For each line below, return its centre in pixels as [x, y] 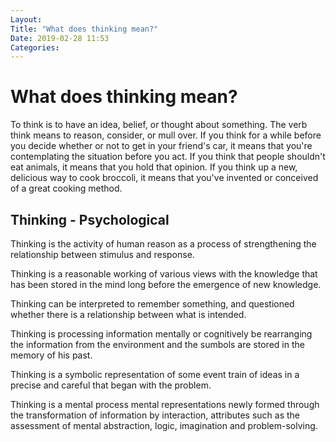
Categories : [35, 47]
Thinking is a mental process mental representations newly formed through [165, 404]
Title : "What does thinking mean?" [84, 29]
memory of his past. [51, 355]
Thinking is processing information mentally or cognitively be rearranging [161, 334]
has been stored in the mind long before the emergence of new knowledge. [166, 284]
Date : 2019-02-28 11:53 [60, 38]
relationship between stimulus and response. [102, 254]
